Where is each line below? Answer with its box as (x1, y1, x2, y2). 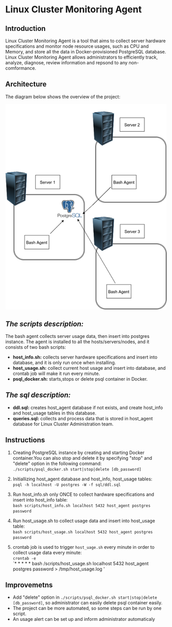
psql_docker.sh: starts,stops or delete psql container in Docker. (12, 375, 148, 382)
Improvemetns (5, 581, 53, 589)
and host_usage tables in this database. (12, 410, 96, 416)
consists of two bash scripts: (5, 344, 67, 350)
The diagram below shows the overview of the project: (5, 94, 120, 100)
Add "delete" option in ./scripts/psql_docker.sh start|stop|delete (12, 594, 157, 600)
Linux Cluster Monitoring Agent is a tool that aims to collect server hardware (5, 38, 166, 44)
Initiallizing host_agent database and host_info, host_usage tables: (12, 476, 153, 482)
